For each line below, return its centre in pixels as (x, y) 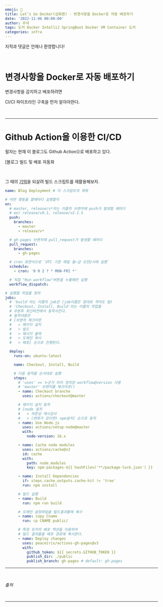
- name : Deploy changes (42, 539)
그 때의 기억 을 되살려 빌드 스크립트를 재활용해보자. (52, 181)
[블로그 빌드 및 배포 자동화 (30, 162)
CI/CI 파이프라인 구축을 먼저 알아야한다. (42, 102)
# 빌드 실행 (28, 494)
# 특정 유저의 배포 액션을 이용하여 (48, 530)
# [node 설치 (30, 409)
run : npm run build (42, 503)
